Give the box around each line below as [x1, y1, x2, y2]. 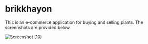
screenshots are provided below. [5, 24, 71, 30]
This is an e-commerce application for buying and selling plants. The [5, 19, 143, 25]
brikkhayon [5, 3, 52, 15]
